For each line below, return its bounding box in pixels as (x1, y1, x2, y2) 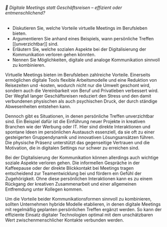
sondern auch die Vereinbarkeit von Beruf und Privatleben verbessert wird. (5, 88, 159, 94)
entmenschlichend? (5, 9, 46, 15)
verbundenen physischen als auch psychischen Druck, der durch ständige (5, 98, 158, 105)
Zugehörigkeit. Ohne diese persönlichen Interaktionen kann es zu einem (5, 176, 153, 182)
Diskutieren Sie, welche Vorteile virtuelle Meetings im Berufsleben (12, 25, 148, 31)
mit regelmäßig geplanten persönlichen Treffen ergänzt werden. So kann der (5, 207, 162, 213)
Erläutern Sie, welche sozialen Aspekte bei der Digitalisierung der (12, 46, 147, 52)
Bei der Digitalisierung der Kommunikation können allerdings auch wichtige (5, 155, 159, 161)
